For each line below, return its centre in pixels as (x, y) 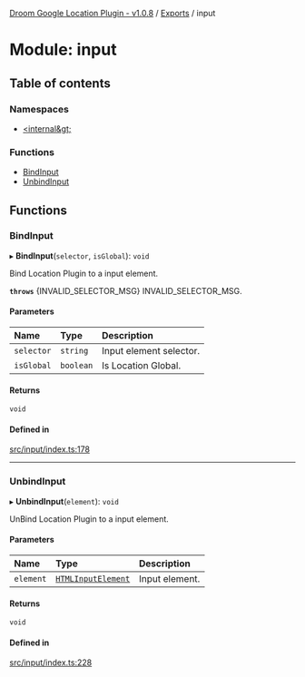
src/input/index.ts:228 (51, 662)
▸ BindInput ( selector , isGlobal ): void (79, 255)
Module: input (63, 50)
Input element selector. (151, 351)
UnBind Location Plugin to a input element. (89, 519)
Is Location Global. (141, 366)
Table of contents (60, 83)
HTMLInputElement (93, 579)
